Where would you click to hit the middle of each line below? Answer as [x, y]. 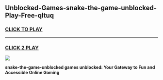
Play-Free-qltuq [30, 16]
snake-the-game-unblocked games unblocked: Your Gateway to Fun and [80, 67]
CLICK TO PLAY [24, 30]
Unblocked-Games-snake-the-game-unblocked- [81, 8]
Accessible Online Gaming [32, 72]
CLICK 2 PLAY [22, 48]
